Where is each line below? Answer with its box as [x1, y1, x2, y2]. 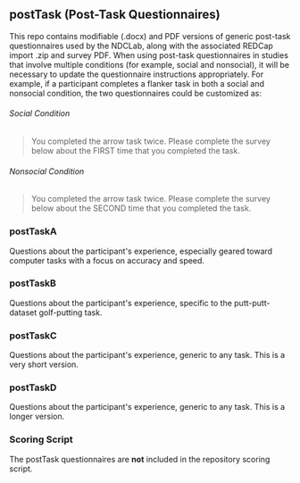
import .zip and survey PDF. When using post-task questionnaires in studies [9, 49, 288, 61]
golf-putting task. [38, 307, 103, 318]
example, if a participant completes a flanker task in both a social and [9, 78, 265, 88]
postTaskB [9, 277, 56, 289]
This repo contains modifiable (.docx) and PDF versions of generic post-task [9, 30, 291, 41]
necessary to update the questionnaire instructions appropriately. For [9, 69, 264, 79]
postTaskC [9, 329, 57, 342]
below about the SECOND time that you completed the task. [30, 203, 252, 213]
